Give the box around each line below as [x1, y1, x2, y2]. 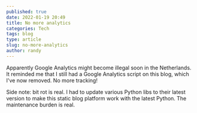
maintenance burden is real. [6, 101, 75, 108]
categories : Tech [6, 25, 50, 32]
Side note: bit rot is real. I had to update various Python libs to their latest [6, 88, 186, 96]
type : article [6, 36, 42, 42]
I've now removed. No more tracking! [6, 77, 98, 84]
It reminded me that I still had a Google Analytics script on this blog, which [6, 70, 190, 78]
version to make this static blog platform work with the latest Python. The [6, 94, 187, 102]
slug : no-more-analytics [6, 42, 68, 48]
